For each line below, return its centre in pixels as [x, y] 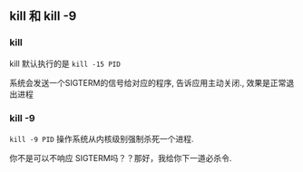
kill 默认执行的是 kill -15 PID [65, 63]
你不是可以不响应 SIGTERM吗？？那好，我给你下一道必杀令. [121, 158]
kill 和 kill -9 [43, 16]
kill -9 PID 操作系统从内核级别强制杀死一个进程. [102, 139]
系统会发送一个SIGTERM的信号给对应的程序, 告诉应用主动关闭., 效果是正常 [148, 82]
